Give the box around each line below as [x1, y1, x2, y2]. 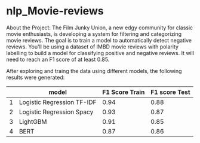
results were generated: [6, 74, 65, 81]
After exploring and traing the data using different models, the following [6, 67, 182, 74]
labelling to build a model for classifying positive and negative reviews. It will [6, 49, 195, 56]
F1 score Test [150, 88, 190, 96]
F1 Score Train [102, 88, 145, 96]
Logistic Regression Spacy [19, 108, 94, 116]
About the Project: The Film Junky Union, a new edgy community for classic [6, 24, 193, 31]
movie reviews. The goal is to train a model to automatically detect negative [6, 36, 192, 44]
